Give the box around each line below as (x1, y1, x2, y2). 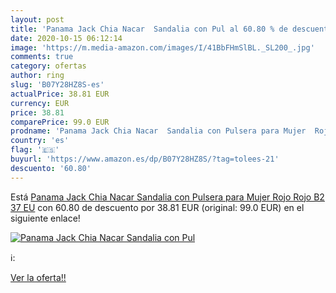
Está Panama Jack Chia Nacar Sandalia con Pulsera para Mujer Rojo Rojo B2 (10, 191, 325, 203)
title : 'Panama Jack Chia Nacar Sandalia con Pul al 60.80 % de (10, 24, 288, 34)
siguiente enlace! (10, 212, 81, 224)
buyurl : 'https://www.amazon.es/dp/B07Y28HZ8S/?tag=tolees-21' (10, 154, 280, 164)
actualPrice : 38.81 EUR (10, 89, 110, 99)
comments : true (10, 52, 74, 62)
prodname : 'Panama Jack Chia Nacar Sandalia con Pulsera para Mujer (10, 126, 307, 136)
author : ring (10, 71, 65, 81)
